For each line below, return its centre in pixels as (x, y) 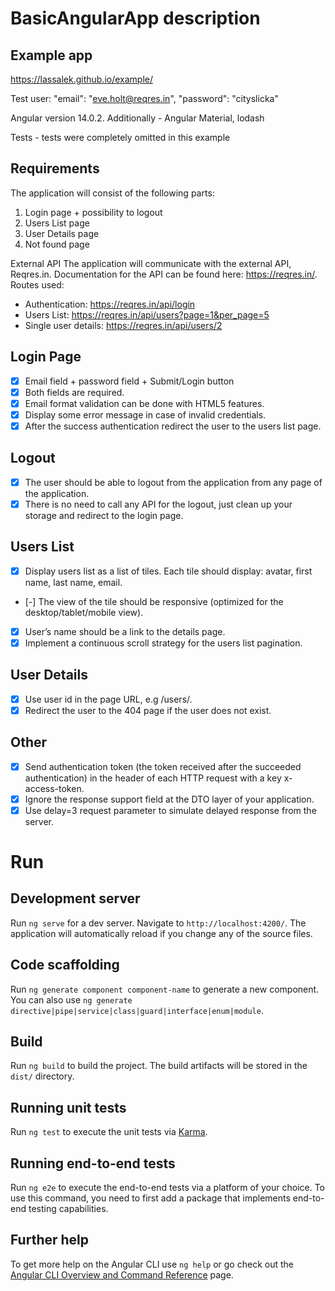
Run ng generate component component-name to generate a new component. (165, 989)
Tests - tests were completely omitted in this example (120, 137)
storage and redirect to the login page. (104, 515)
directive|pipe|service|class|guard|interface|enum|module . (137, 1010)
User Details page (62, 233)
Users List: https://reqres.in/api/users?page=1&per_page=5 (147, 314)
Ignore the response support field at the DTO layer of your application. (169, 799)
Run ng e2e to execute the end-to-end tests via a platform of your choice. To (168, 1188)
